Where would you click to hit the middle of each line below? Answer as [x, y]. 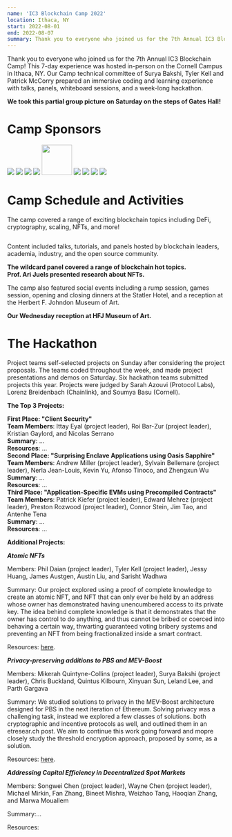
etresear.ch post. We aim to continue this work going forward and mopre [110, 731]
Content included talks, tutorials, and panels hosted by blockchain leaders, [113, 246]
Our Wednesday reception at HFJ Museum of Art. [79, 316]
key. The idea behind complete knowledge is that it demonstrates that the [112, 611]
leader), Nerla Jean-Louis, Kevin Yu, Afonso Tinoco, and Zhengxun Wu [108, 470]
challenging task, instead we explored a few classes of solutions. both [107, 716]
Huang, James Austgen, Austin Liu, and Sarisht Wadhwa [87, 576]
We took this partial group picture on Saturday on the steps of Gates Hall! [114, 101]
